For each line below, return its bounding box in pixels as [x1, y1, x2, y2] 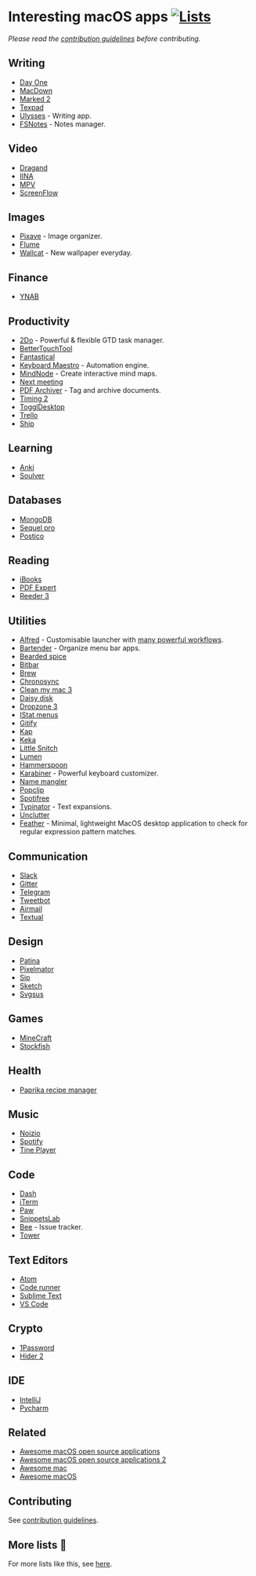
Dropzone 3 [19, 702, 58, 711]
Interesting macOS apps [8, 8, 168, 26]
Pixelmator [19, 964, 55, 973]
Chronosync [19, 676, 59, 687]
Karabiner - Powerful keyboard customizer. [19, 768, 159, 778]
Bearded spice [19, 652, 67, 662]
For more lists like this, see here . [8, 1560, 113, 1568]
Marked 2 [19, 94, 51, 104]
